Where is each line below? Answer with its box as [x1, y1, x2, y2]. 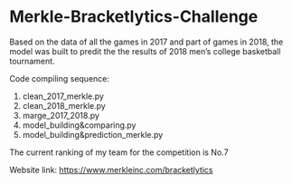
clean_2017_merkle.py [22, 91, 104, 102]
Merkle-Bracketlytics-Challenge [9, 6, 259, 27]
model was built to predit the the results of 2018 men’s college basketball [9, 45, 281, 56]
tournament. [9, 55, 56, 66]
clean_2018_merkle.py [22, 100, 106, 111]
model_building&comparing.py [22, 120, 137, 131]
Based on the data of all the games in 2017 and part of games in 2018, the [9, 36, 284, 47]
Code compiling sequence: [9, 73, 110, 83]
